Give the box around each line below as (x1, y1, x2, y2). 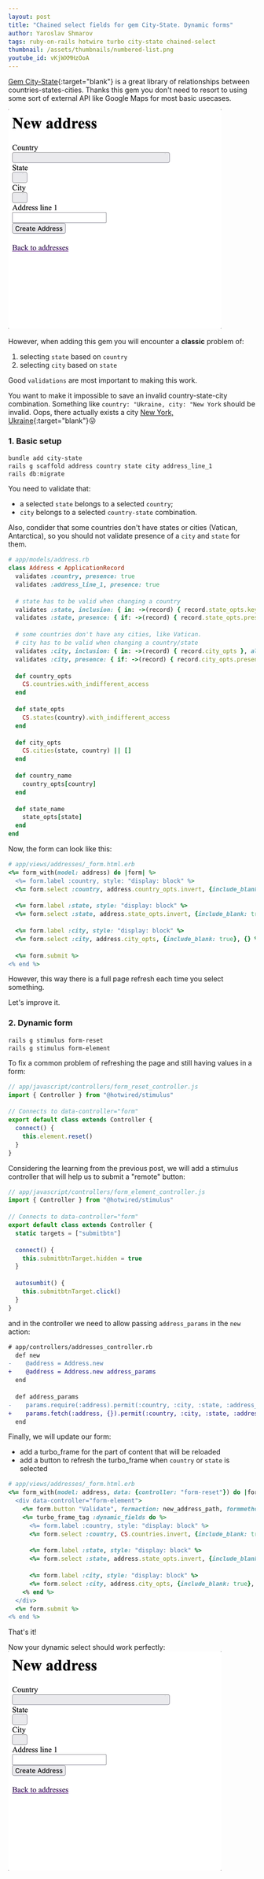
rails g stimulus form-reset (8, 1036, 104, 1044)
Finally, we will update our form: (8, 1432, 112, 1441)
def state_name (15, 805, 65, 813)
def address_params (15, 1392, 79, 1401)
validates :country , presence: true (15, 573, 135, 580)
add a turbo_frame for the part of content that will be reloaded (19, 1447, 222, 1457)
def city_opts (15, 739, 61, 747)
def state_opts (15, 706, 65, 713)
